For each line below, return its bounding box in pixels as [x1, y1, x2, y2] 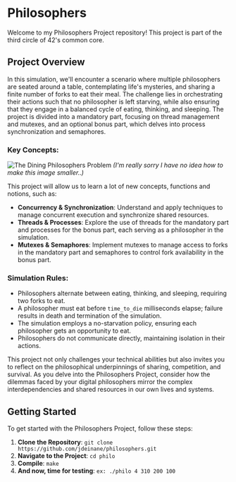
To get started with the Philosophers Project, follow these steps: [7, 424, 193, 433]
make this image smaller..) [7, 168, 85, 177]
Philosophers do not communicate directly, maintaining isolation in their [17, 334, 225, 342]
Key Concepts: [7, 144, 59, 154]
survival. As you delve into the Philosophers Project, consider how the [7, 370, 211, 378]
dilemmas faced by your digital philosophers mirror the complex [7, 378, 193, 386]
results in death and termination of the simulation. [17, 311, 162, 320]
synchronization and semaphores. [7, 127, 106, 135]
